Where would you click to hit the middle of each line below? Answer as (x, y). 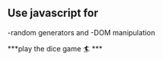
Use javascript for (53, 13)
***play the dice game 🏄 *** (55, 48)
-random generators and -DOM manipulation (81, 32)
